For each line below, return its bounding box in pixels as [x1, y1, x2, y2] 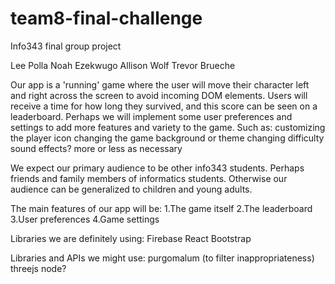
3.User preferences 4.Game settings [10, 213, 160, 225]
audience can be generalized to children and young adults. [10, 183, 253, 195]
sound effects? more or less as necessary [10, 142, 183, 154]
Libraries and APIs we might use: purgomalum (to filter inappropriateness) [10, 252, 315, 264]
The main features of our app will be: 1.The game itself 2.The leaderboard [10, 202, 313, 214]
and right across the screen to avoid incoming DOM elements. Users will [10, 89, 308, 101]
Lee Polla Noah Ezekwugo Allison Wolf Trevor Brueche [10, 59, 236, 71]
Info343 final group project [10, 40, 122, 52]
